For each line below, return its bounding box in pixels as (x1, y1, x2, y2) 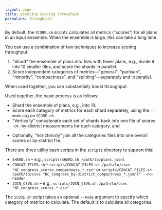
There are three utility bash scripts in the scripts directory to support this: (5, 147, 154, 153)
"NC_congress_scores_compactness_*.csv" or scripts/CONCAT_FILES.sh (12, 167, 152, 173)
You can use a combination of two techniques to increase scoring (5, 44, 137, 50)
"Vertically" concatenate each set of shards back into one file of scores (12, 118, 156, 124)
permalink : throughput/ (5, 16, 54, 21)
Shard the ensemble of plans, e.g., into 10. (12, 103, 97, 108)
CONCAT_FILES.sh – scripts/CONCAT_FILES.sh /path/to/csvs (12, 161, 130, 168)
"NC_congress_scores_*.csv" (12, 186, 69, 191)
